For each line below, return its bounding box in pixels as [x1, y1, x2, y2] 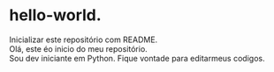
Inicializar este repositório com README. [9, 34, 158, 45]
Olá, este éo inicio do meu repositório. [9, 43, 148, 54]
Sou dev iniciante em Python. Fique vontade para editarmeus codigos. [9, 53, 265, 63]
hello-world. [9, 5, 102, 25]
